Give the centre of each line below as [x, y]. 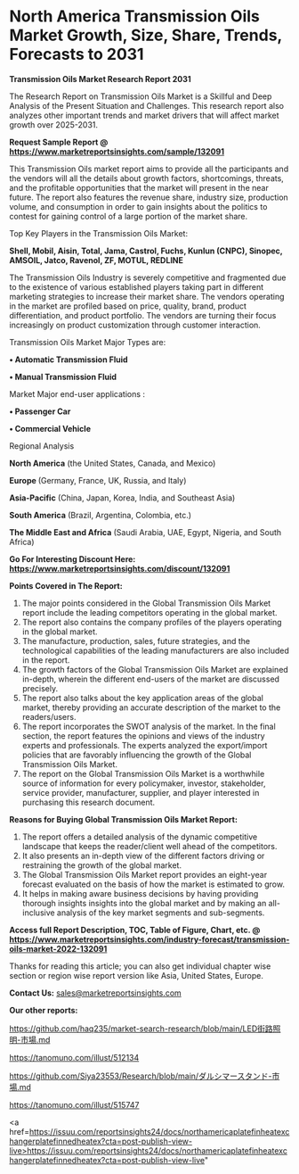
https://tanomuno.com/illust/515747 [74, 1104]
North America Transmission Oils [134, 17]
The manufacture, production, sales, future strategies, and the [136, 641]
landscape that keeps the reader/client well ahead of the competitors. [149, 846]
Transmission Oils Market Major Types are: [88, 342]
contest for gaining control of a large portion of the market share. [129, 216]
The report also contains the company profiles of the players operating [152, 622]
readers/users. [49, 716]
